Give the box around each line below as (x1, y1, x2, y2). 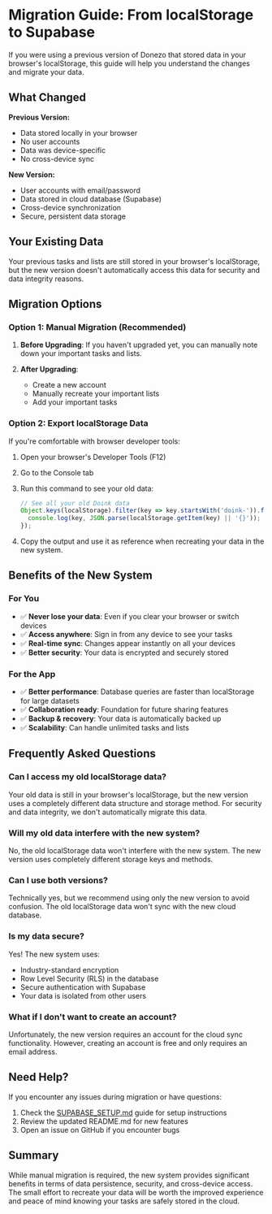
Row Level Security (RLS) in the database (19, 973, 159, 983)
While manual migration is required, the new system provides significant (8, 1170, 250, 1180)
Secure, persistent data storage (19, 211, 126, 221)
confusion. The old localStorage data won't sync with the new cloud (8, 902, 236, 912)
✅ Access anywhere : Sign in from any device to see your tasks (19, 629, 233, 639)
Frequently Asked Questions (8, 747, 157, 761)
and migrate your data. (8, 67, 85, 76)
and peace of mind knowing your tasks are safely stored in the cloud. (8, 1196, 240, 1206)
